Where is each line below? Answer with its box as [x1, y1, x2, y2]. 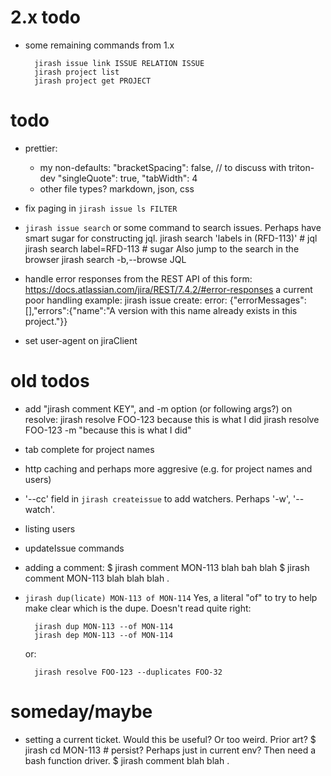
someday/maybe [10, 701, 153, 723]
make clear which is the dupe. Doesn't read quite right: [24, 602, 252, 614]
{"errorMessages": [229, 294, 307, 306]
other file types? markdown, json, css [39, 182, 195, 195]
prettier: [24, 142, 58, 154]
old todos [10, 370, 90, 393]
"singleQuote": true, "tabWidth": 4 [57, 172, 198, 184]
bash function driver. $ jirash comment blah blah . [24, 754, 230, 766]
